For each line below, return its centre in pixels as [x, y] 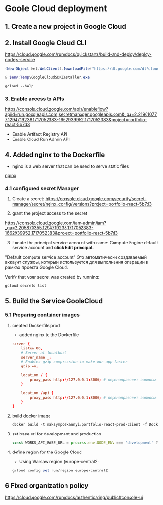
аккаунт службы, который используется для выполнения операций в [77, 262]
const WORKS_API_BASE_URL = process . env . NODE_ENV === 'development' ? [85, 443]
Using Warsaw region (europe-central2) [59, 462]
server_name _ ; [36, 357]
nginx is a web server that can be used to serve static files [70, 166]
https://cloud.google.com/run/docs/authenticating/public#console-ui [74, 497]
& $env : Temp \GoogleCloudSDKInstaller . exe [48, 78]
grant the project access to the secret [50, 213]
